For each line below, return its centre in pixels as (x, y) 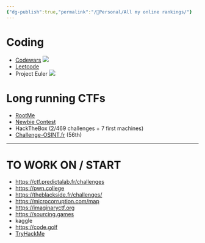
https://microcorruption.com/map (57, 201)
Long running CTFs (56, 98)
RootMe (25, 115)
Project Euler (31, 73)
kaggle (24, 221)
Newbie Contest (35, 121)
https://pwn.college (40, 188)
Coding (25, 42)
